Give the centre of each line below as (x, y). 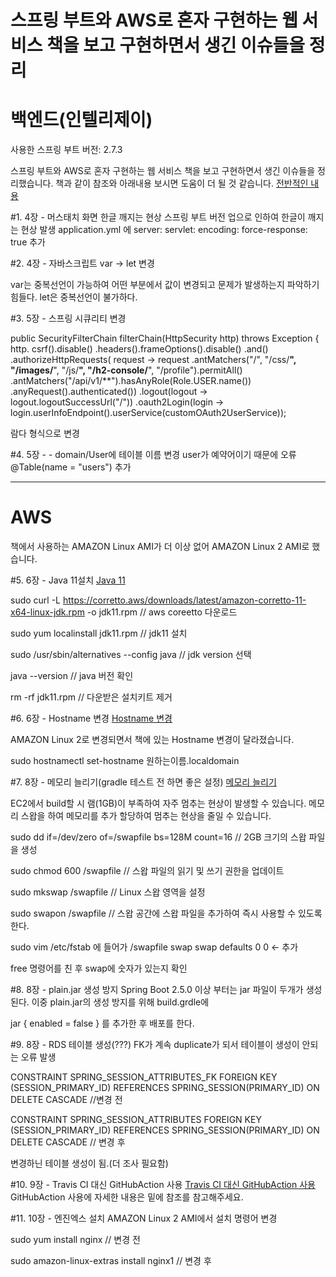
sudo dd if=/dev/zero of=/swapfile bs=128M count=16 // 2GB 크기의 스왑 (158, 837)
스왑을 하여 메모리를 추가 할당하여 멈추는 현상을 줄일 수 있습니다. (146, 816)
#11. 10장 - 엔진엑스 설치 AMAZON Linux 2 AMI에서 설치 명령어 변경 (144, 1218)
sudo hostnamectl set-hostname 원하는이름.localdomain (125, 761)
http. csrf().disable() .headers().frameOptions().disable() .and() (139, 349)
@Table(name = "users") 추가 (71, 467)
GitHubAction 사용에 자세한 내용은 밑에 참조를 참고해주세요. (127, 1197)
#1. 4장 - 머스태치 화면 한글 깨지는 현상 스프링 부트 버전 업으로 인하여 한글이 (158, 217)
